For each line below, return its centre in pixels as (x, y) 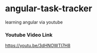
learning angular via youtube (34, 22)
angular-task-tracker (48, 9)
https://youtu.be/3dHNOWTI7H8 (38, 46)
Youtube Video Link (29, 35)
